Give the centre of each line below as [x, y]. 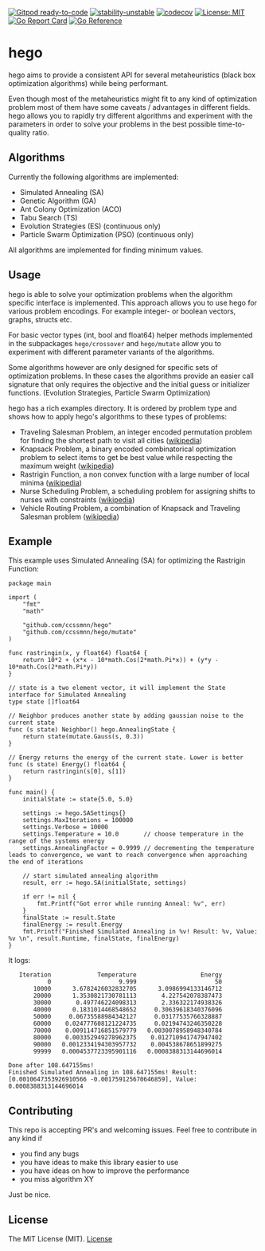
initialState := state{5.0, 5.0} [78, 800]
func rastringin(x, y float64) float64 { [78, 653]
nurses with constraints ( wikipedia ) [77, 499]
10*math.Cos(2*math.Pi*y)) [53, 667]
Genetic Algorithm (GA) [58, 201]
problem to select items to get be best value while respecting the [126, 457]
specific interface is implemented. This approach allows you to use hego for [132, 302]
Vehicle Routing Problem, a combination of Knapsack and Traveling [130, 508]
